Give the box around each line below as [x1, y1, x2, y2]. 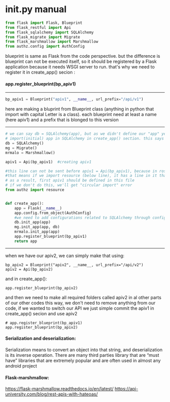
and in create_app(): [5, 275, 47, 282]
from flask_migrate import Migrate [5, 34, 80, 40]
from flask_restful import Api [5, 25, 71, 30]
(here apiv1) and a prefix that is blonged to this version [5, 117, 119, 123]
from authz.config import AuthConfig [5, 44, 85, 49]
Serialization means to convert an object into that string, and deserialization [5, 346, 163, 353]
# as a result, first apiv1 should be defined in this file [5, 178, 135, 183]
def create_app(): [5, 201, 44, 206]
